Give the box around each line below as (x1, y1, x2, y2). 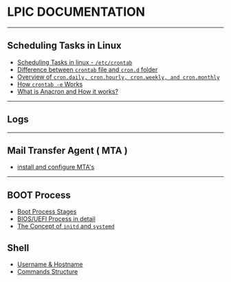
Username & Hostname (16, 260, 84, 268)
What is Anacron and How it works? (16, 87, 119, 95)
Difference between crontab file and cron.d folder (16, 65, 158, 73)
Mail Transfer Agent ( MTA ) (7, 145, 129, 156)
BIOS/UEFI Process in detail (16, 215, 96, 223)
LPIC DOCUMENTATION (7, 4, 146, 20)
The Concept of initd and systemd (16, 222, 115, 231)
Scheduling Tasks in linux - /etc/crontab (16, 58, 133, 66)
